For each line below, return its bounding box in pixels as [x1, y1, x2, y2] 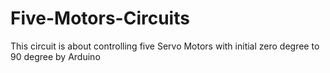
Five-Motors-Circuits [10, 7, 190, 30]
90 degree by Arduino [10, 50, 101, 62]
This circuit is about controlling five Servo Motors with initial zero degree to [10, 40, 320, 52]
